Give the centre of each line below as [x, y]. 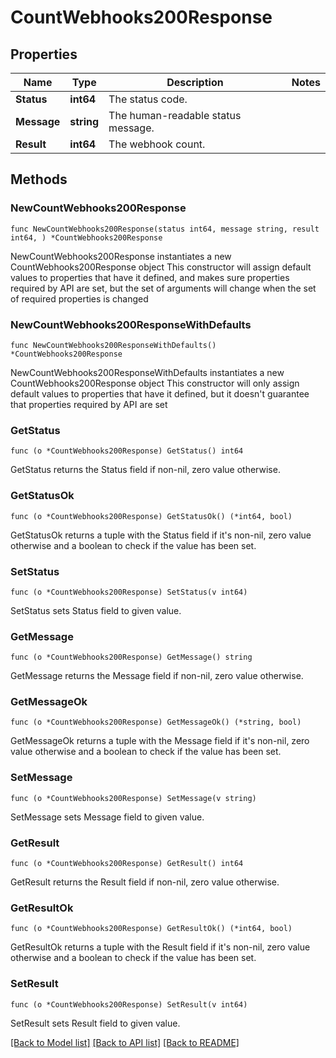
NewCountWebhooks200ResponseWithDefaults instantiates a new [147, 372]
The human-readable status [175, 115]
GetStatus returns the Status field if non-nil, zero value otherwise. [145, 470]
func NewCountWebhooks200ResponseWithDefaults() [113, 345]
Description [195, 82]
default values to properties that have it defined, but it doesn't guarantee [160, 393]
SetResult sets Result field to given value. [95, 1023]
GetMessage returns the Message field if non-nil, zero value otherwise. [157, 676]
